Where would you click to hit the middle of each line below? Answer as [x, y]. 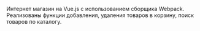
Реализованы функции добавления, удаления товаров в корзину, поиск [100, 15]
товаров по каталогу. [34, 22]
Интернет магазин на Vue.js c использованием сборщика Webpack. [95, 9]
